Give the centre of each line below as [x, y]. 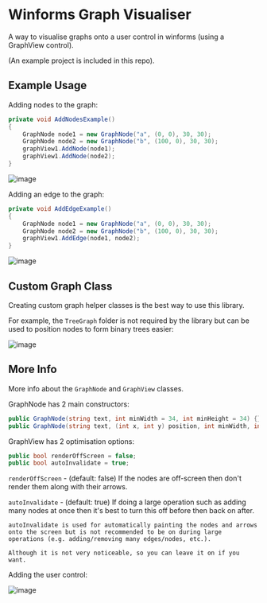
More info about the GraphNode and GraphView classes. [96, 388]
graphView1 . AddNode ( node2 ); [69, 157]
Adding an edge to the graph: [56, 194]
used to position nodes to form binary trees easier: [91, 329]
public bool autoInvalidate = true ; [69, 463]
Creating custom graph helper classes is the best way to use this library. [126, 305]
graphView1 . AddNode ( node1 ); [69, 149]
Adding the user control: [48, 575]
